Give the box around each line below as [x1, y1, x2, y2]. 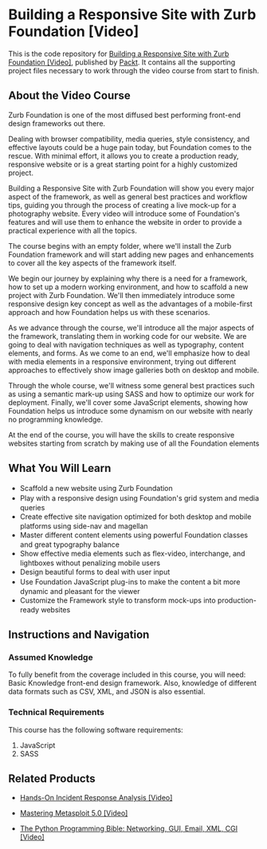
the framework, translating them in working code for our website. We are [8, 331, 247, 340]
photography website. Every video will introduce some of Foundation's [8, 209, 241, 218]
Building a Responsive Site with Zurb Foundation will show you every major [8, 183, 255, 193]
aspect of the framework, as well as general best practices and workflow [8, 191, 248, 201]
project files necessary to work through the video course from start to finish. [8, 65, 260, 75]
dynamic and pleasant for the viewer [19, 586, 140, 595]
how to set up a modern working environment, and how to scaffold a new [8, 281, 249, 292]
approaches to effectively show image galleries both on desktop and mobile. [8, 365, 260, 375]
